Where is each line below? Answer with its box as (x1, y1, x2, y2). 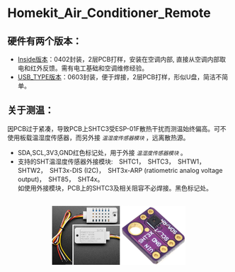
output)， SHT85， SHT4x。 (17, 175, 104, 183)
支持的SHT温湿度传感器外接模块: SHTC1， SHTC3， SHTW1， (17, 157, 202, 166)
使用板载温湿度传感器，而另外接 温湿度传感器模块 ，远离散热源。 (7, 133, 190, 142)
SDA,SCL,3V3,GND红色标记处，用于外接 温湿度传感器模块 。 (17, 148, 188, 157)
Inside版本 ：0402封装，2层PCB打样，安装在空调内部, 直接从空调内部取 (17, 55, 227, 63)
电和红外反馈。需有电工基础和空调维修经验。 (17, 64, 149, 72)
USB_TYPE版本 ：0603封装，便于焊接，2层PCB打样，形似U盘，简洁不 (17, 73, 222, 81)
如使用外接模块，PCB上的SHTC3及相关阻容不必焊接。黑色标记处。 (17, 183, 213, 192)
